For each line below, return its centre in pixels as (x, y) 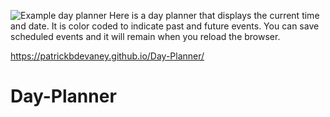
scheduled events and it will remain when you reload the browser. (145, 36)
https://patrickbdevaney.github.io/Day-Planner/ (107, 56)
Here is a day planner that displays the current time (214, 15)
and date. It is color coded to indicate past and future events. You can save (165, 26)
